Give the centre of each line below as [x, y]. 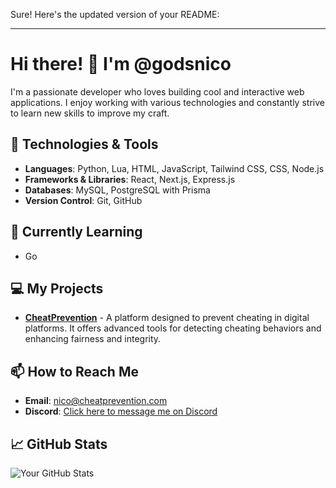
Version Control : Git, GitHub [83, 200]
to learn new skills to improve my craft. [90, 113]
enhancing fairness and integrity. [93, 339]
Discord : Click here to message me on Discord [121, 411]
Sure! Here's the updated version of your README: [115, 14]
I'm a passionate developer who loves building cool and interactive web [157, 91]
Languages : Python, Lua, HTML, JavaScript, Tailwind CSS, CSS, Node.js [174, 168]
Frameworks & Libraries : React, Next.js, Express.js [130, 179]
